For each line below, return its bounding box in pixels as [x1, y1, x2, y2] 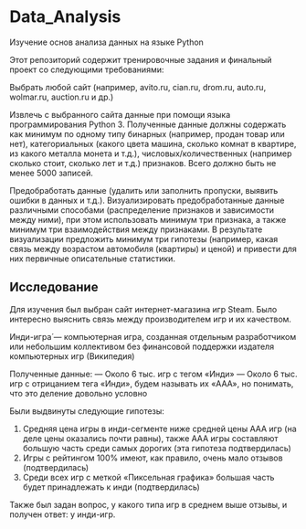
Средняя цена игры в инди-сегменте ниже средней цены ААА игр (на [22, 423, 297, 434]
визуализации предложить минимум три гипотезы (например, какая [9, 233, 279, 244]
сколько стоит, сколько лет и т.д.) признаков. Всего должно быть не [9, 157, 277, 168]
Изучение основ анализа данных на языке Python [9, 37, 204, 48]
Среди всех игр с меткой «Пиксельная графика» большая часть [22, 471, 275, 482]
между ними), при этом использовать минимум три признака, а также [9, 214, 287, 225]
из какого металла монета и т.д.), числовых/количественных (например [9, 148, 292, 159]
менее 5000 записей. [9, 167, 93, 178]
